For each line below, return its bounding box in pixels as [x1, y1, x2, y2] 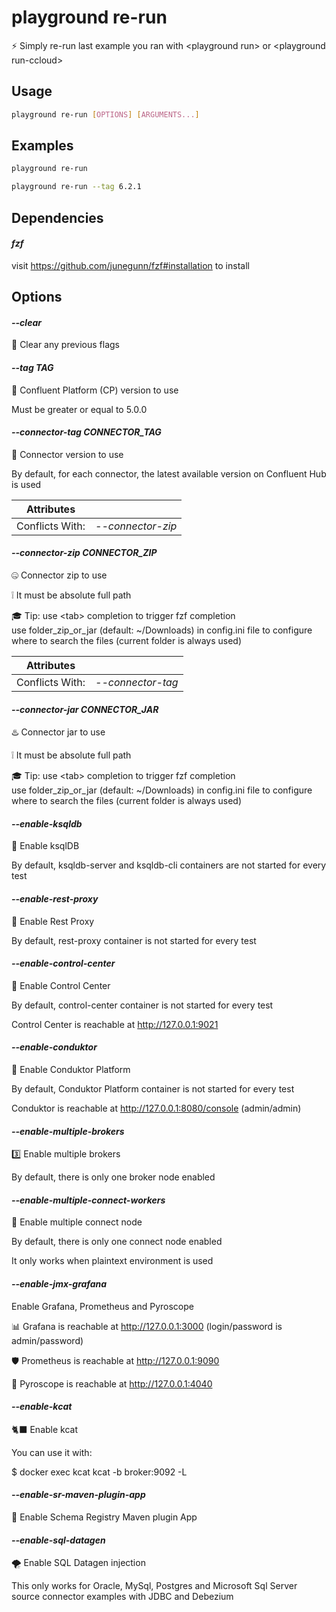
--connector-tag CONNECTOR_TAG [11, 426, 162, 438]
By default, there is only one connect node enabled [11, 1236, 223, 1248]
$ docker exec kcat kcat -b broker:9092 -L [11, 1466, 188, 1478]
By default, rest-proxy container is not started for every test [11, 934, 257, 946]
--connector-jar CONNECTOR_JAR [11, 703, 159, 715]
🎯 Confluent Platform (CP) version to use [11, 384, 179, 396]
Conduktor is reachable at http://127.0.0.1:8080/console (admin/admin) [11, 1102, 302, 1114]
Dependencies [11, 209, 104, 226]
